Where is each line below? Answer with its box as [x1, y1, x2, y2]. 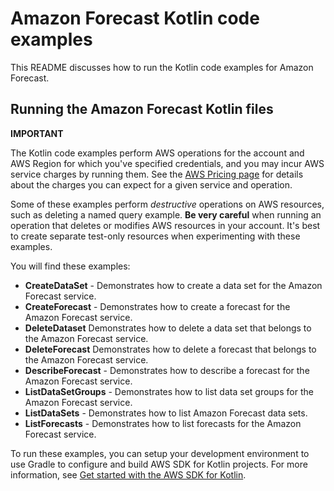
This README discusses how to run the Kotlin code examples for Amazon [10, 61, 314, 73]
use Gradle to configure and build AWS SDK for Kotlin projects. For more [10, 458, 308, 470]
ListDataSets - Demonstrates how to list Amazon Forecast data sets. [24, 407, 308, 419]
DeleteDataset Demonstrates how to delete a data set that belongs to [24, 322, 312, 334]
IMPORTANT [10, 127, 64, 139]
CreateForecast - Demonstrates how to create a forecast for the [24, 300, 291, 312]
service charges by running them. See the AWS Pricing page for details [10, 168, 304, 180]
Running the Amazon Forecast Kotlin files [10, 101, 274, 118]
